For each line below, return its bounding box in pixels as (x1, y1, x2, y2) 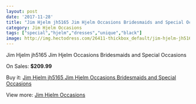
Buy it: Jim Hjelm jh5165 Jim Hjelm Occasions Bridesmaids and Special (6, 74, 177, 81)
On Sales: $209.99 (6, 63, 52, 70)
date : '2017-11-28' (6, 14, 54, 20)
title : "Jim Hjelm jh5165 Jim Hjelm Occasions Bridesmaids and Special (6, 19, 184, 25)
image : (6, 35, 22, 41)
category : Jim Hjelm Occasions (6, 24, 82, 31)
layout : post (6, 8, 38, 15)
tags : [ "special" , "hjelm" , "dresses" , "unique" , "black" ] (6, 30, 142, 36)
